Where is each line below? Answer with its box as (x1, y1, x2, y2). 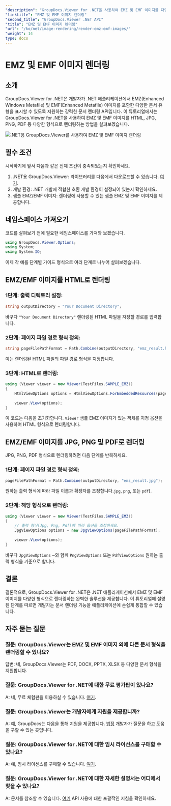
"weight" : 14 (5, 31, 33, 36)
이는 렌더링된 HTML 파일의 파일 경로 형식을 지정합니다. (5, 356, 115, 362)
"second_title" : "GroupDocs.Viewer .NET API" (5, 17, 103, 22)
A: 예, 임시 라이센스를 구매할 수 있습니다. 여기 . (5, 761, 97, 767)
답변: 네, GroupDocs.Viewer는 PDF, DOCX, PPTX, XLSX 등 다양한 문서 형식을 (5, 661, 162, 667)
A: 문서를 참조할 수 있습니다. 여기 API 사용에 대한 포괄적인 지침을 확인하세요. (5, 795, 156, 801)
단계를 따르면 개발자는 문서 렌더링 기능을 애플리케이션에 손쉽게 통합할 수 (10, 601, 154, 608)
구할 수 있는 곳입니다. (10, 727, 53, 733)
